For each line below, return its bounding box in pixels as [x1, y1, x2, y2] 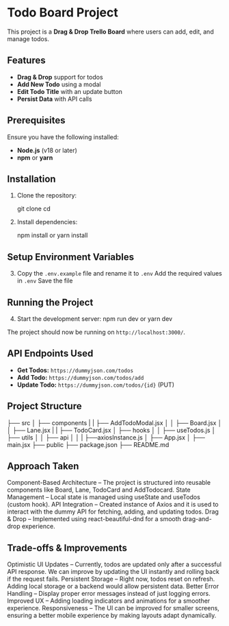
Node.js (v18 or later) [16, 146, 77, 154]
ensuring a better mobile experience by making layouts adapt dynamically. [7, 612, 217, 620]
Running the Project [7, 296, 94, 308]
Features [7, 55, 46, 67]
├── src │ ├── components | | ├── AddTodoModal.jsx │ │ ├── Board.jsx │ [7, 418, 222, 426]
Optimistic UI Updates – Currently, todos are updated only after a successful [7, 560, 222, 568]
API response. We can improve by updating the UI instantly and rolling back [7, 568, 220, 576]
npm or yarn [16, 153, 53, 162]
